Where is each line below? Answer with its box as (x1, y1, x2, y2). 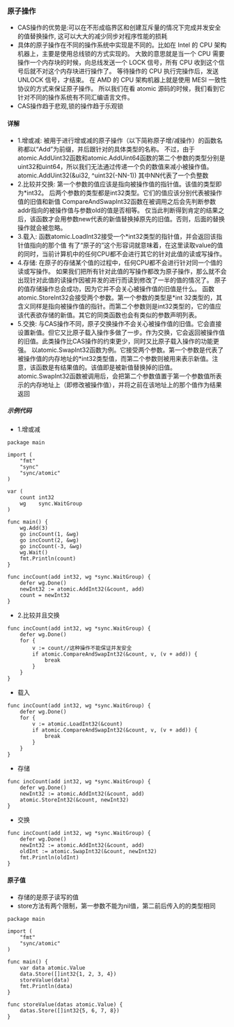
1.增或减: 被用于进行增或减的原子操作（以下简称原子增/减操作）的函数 (17, 136, 217, 145)
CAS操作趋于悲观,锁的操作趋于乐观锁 (17, 102, 124, 110)
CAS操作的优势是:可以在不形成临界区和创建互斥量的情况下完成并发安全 (17, 23, 221, 32)
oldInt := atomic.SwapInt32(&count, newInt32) (19, 848, 157, 855)
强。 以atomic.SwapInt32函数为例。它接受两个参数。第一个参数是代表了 (17, 346, 224, 354)
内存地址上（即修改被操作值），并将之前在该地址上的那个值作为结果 (29, 380, 222, 389)
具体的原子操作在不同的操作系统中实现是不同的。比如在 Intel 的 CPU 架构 (17, 40, 227, 50)
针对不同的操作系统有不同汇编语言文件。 (17, 93, 134, 102)
